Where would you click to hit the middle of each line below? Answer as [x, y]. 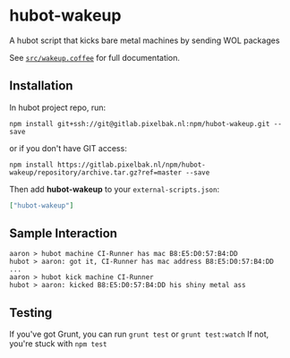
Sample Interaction [64, 234]
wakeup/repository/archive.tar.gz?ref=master [95, 172]
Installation [41, 86]
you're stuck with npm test [58, 344]
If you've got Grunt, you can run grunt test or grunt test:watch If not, [139, 334]
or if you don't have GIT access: [68, 148]
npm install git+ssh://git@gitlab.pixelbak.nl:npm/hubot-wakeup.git [140, 124]
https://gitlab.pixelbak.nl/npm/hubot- [131, 165]
